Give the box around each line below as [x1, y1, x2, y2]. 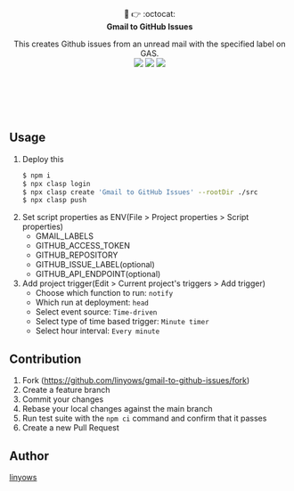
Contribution [9, 351, 82, 366]
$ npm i [21, 171, 51, 180]
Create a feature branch [21, 385, 110, 396]
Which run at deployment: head [35, 297, 149, 308]
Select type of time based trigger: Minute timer [35, 316, 209, 327]
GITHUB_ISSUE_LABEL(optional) [35, 259, 156, 270]
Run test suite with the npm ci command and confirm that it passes [21, 413, 267, 424]
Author [9, 448, 49, 463]
